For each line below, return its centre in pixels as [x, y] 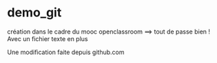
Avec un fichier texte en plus [48, 38]
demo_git [34, 13]
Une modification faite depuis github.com [66, 52]
